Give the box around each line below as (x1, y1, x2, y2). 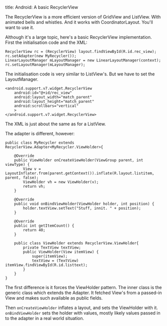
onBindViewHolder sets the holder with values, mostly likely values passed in (5, 310, 161, 316)
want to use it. (5, 24, 34, 30)
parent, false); (5, 175, 39, 180)
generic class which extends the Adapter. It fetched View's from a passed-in (5, 290, 162, 296)
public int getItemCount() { (14, 223, 75, 228)
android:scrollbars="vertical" (14, 103, 79, 108)
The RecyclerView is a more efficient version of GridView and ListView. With (5, 14, 161, 19)
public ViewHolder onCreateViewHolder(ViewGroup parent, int (14, 158, 143, 163)
